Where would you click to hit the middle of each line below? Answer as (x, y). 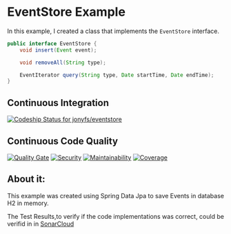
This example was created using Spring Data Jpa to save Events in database (115, 195)
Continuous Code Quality (63, 141)
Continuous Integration (58, 103)
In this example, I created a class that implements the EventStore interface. (113, 31)
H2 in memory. (28, 203)
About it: (26, 179)
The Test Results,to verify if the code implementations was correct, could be (115, 216)
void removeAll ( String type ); (63, 63)
